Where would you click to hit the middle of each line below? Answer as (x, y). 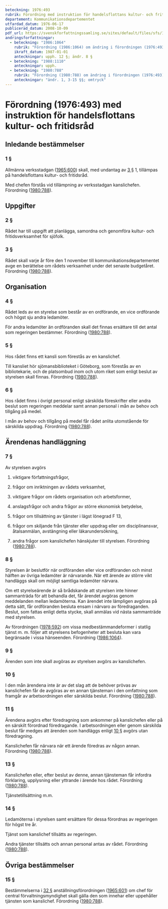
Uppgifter (20, 206)
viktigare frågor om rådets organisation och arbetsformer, (72, 496)
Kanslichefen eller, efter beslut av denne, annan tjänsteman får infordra (78, 775)
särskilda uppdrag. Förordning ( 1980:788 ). (49, 426)
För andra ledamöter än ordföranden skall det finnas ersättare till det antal (81, 327)
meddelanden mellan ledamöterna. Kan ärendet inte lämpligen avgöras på (81, 601)
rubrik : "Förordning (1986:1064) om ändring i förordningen (78, 47)
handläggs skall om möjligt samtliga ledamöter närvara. (62, 581)
